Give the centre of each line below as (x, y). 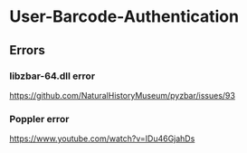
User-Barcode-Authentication (124, 17)
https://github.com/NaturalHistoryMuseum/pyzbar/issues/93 (122, 95)
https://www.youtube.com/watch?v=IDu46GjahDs (102, 139)
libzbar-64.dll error (52, 76)
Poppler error (39, 119)
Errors (27, 50)
